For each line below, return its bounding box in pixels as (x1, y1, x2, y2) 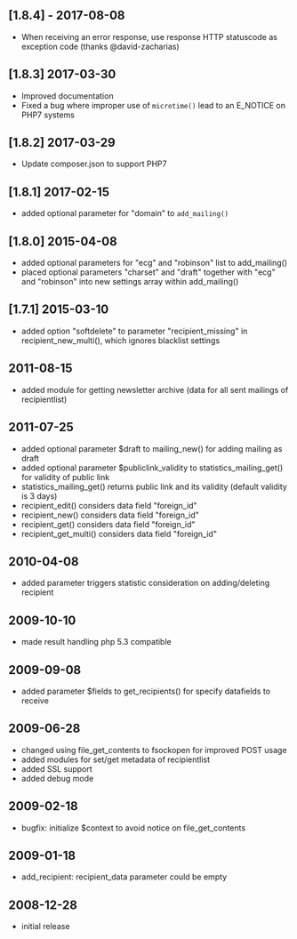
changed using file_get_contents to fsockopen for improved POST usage (20, 744, 287, 755)
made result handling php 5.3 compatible (20, 637, 172, 647)
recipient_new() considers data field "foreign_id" (20, 510, 199, 520)
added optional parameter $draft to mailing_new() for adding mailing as (20, 443, 283, 453)
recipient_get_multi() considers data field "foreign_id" (20, 528, 217, 539)
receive (20, 694, 50, 706)
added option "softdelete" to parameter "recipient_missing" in (20, 325, 248, 336)
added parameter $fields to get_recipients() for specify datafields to (20, 686, 271, 696)
